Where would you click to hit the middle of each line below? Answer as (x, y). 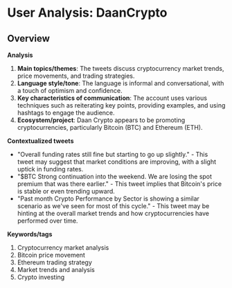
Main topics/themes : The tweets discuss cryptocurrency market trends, (121, 68)
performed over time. (47, 221)
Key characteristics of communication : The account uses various (112, 98)
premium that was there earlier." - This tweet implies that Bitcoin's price (119, 184)
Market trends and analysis (56, 270)
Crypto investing (41, 277)
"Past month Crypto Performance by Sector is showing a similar (108, 198)
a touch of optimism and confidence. (70, 91)
